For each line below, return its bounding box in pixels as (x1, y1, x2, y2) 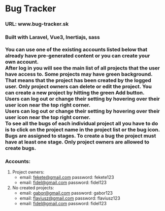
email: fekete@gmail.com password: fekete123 (19, 175, 114, 180)
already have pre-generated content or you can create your (5, 52, 150, 59)
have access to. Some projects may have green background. (5, 71, 153, 78)
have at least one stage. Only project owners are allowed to (5, 139, 150, 145)
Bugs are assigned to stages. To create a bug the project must (5, 133, 156, 140)
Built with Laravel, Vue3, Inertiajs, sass (5, 34, 100, 41)
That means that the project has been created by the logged (5, 77, 152, 84)
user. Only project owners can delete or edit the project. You (5, 83, 152, 90)
